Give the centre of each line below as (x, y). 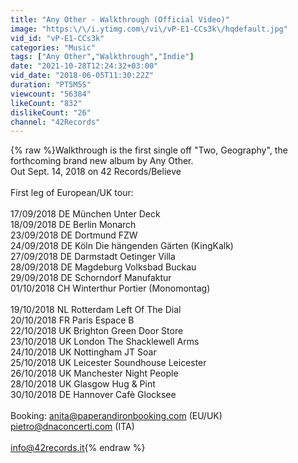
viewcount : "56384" (51, 94)
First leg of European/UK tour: (72, 193)
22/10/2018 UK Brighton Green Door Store (97, 331)
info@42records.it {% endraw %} (78, 448)
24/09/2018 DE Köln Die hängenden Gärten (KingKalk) (122, 246)
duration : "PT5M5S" (51, 85)
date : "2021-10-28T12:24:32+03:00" (84, 66)
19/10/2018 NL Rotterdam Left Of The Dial (96, 310)
